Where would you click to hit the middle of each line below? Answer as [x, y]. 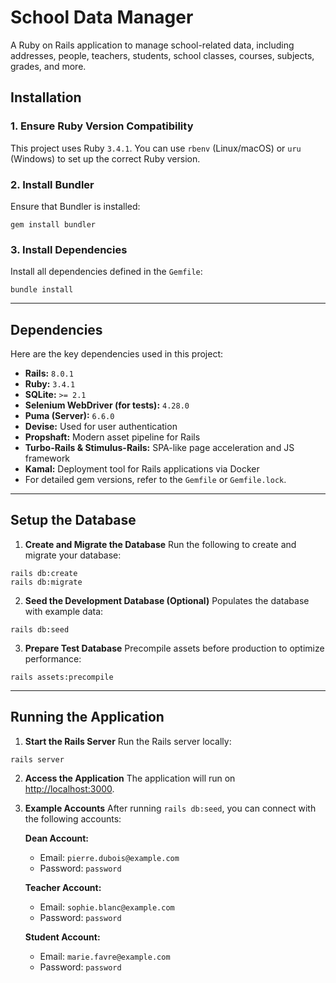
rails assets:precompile [62, 677]
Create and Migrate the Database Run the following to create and [160, 544]
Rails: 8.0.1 [49, 373]
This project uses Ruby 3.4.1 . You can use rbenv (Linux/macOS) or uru [156, 148]
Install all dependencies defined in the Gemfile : [106, 272]
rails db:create [44, 573]
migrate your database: [73, 555]
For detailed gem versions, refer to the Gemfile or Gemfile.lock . [155, 480]
